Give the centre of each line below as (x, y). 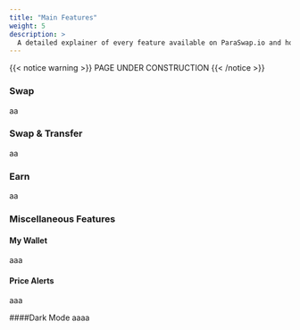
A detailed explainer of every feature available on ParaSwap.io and (149, 42)
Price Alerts (32, 280)
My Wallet (28, 240)
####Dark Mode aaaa (50, 317)
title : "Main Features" (54, 17)
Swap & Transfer (46, 133)
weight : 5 (28, 26)
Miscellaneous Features (62, 219)
